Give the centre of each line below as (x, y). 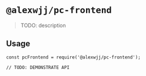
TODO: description (43, 25)
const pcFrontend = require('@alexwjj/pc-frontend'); (74, 57)
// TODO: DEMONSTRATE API (38, 67)
